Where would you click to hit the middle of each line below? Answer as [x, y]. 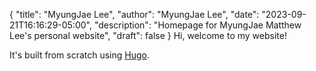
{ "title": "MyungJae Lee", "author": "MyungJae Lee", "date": [134, 14]
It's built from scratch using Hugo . [79, 55]
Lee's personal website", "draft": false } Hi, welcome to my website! [148, 35]
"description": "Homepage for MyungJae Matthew [197, 25]
